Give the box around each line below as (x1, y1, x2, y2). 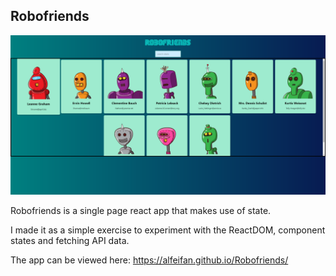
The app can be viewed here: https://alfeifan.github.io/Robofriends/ (10, 254, 289, 266)
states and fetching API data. (10, 234, 130, 246)
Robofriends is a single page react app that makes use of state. (10, 204, 272, 216)
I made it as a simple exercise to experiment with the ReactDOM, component (10, 224, 326, 236)
